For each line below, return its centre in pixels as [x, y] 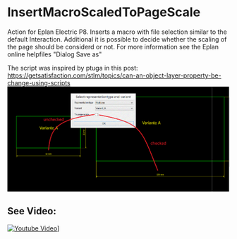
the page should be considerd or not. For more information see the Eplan [113, 47]
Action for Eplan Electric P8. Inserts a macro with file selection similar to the [117, 32]
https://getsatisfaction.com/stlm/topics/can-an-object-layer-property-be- [114, 75]
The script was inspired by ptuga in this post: [73, 68]
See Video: [32, 211]
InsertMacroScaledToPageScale [104, 12]
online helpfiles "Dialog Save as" [55, 54]
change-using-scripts [39, 82]
